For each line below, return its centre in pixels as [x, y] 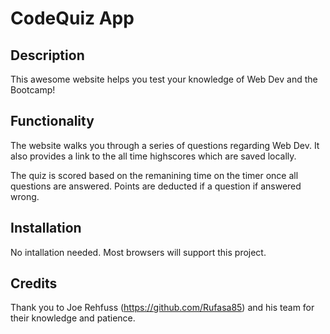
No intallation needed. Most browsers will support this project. [138, 252]
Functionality [52, 121]
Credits [34, 283]
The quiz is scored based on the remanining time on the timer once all [154, 175]
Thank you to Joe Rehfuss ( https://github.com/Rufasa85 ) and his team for [162, 308]
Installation [46, 228]
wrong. [25, 196]
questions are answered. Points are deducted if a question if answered [156, 186]
